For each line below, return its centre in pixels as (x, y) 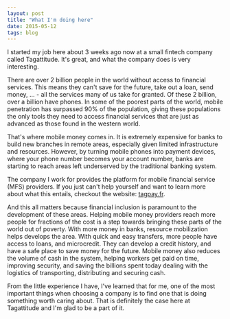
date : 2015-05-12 (32, 26)
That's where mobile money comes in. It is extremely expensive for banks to (115, 137)
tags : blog (23, 33)
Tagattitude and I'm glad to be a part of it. (66, 308)
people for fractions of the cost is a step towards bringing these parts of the (114, 222)
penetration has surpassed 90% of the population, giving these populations (114, 109)
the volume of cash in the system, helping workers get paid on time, (103, 259)
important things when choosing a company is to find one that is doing (107, 294)
